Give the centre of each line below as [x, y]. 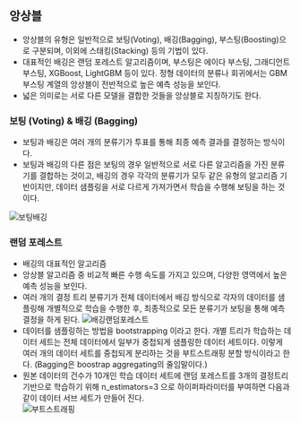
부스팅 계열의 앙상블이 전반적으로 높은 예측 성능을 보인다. [121, 84]
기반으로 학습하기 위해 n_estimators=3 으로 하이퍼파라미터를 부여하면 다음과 [156, 387]
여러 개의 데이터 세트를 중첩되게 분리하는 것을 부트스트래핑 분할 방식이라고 [151, 353]
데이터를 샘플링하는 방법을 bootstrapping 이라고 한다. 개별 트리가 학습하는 [152, 331]
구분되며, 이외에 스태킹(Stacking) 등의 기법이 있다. [120, 50]
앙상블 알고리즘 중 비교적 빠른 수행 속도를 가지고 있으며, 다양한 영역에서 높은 [155, 275]
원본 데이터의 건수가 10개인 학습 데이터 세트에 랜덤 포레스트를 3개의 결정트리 [155, 376]
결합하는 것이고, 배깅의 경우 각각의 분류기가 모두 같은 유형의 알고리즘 [159, 176]
